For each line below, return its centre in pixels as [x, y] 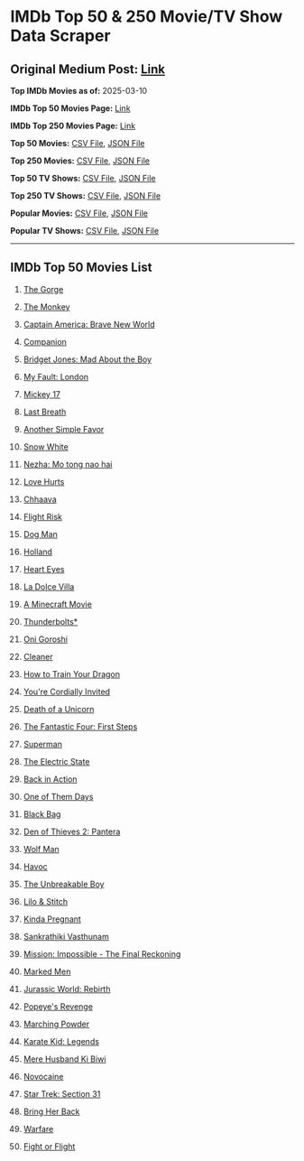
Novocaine [43, 1076]
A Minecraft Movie [58, 604]
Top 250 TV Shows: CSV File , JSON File [86, 195]
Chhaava [40, 499]
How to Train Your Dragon [72, 673]
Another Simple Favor [64, 429]
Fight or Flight [49, 1146]
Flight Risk [42, 516]
